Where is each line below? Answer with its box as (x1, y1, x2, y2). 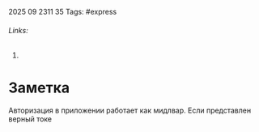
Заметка (8, 79, 70, 97)
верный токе (8, 114, 53, 124)
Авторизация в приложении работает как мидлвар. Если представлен (8, 105, 252, 116)
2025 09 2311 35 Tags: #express (8, 7, 117, 16)
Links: (8, 25, 28, 35)
